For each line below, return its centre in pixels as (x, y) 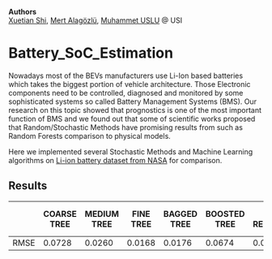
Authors (23, 12)
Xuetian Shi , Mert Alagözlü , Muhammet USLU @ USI (96, 20)
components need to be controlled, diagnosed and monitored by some (126, 93)
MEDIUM (102, 214)
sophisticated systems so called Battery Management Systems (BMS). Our (133, 101)
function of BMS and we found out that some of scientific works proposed (132, 119)
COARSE (60, 214)
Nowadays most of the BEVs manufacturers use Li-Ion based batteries (126, 76)
